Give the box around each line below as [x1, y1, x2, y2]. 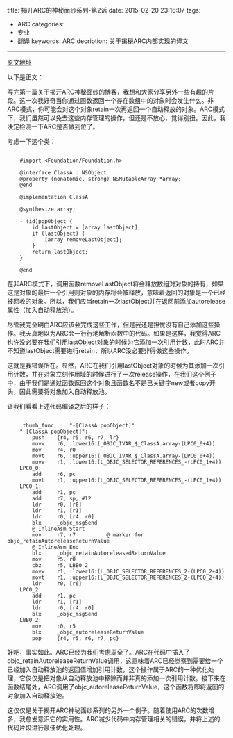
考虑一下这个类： [7, 138, 56, 145]
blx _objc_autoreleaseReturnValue [32, 629, 144, 636]
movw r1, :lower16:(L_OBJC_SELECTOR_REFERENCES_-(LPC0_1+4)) [32, 459, 222, 466]
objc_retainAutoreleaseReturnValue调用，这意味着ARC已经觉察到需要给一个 [7, 657, 224, 665]
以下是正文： [7, 73, 44, 81]
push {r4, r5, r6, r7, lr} [32, 434, 119, 441]
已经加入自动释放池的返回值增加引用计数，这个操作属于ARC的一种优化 [7, 666, 208, 673]
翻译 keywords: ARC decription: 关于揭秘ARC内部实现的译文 [17, 37, 189, 45]
